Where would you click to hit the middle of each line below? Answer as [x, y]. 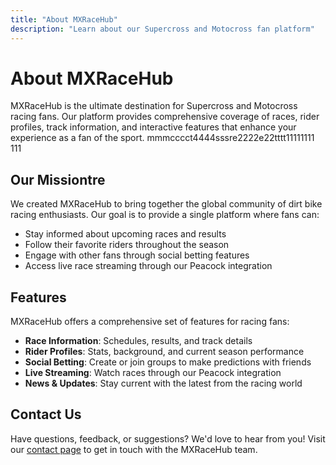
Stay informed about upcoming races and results [125, 234]
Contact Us [46, 414]
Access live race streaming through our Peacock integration [148, 266]
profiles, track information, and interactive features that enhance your [153, 127]
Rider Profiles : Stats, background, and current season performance [164, 352]
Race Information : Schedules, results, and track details [138, 341]
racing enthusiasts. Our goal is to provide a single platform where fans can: [165, 215]
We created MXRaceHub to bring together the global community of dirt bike [166, 204]
